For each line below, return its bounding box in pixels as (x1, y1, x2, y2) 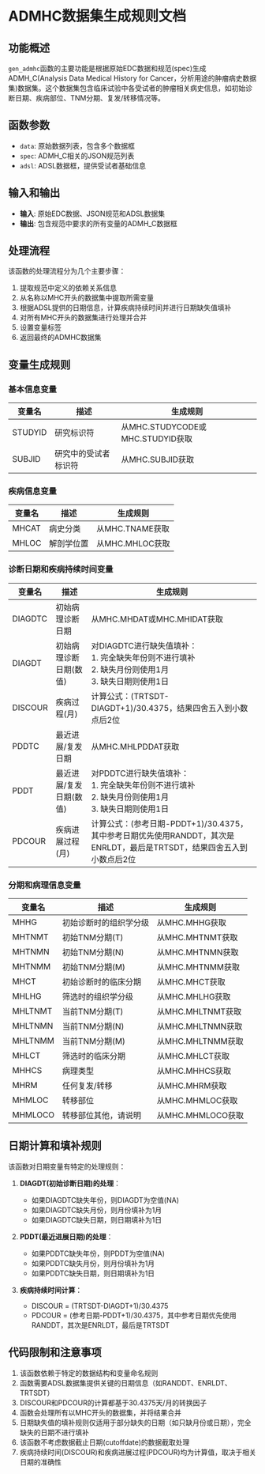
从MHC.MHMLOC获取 (156, 1095, 238, 1106)
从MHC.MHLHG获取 (156, 992, 231, 1003)
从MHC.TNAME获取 (95, 523, 170, 535)
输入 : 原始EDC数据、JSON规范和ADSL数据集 (19, 209, 166, 218)
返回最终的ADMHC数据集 (19, 333, 102, 342)
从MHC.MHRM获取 (156, 1080, 227, 1091)
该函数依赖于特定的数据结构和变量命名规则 (19, 1368, 159, 1378)
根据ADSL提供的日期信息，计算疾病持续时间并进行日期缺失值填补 (19, 303, 232, 312)
